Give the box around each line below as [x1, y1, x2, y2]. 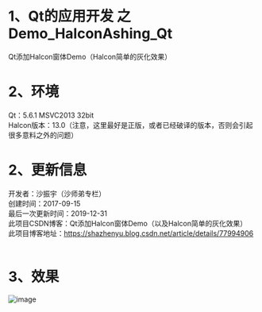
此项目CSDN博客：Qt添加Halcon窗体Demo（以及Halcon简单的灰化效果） [8, 218, 248, 228]
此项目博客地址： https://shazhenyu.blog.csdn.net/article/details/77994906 [8, 228, 254, 238]
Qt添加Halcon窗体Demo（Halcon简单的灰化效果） [8, 52, 172, 61]
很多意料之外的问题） [8, 130, 78, 140]
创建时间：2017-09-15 [8, 198, 81, 208]
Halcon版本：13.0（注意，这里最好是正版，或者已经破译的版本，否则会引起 [8, 120, 253, 129]
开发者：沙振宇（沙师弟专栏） [8, 188, 106, 198]
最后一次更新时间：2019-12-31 [8, 208, 108, 218]
